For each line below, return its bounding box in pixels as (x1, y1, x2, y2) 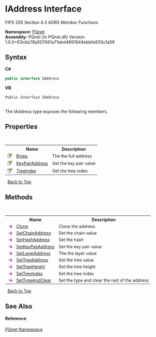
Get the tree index (52, 168, 88, 174)
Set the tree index (59, 271, 94, 276)
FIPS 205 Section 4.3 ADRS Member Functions (5, 19, 98, 25)
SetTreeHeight (16, 264, 45, 270)
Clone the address (59, 223, 95, 229)
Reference (5, 316, 27, 321)
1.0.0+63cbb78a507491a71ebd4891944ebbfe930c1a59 (5, 39, 115, 45)
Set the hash (59, 237, 84, 243)
